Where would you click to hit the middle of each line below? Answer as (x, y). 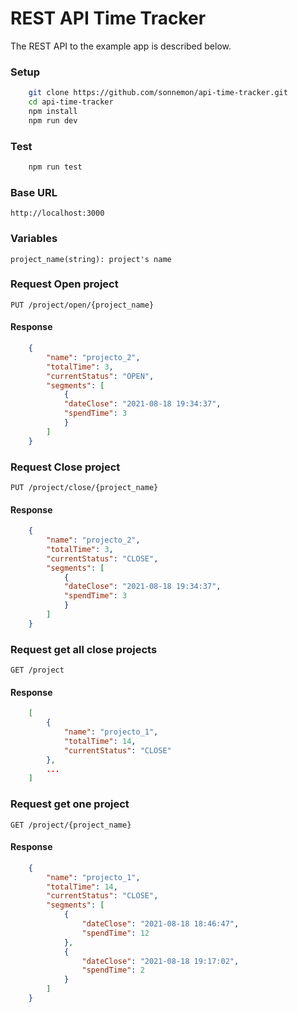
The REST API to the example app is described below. (121, 46)
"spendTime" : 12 (115, 933)
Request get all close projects (84, 649)
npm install (53, 111)
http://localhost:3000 (57, 213)
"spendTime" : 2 (113, 970)
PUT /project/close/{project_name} (84, 487)
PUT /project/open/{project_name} (82, 305)
